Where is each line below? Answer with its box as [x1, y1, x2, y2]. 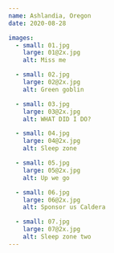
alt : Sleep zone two [22, 233, 92, 241]
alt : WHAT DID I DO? [22, 115, 92, 123]
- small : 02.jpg [15, 71, 70, 79]
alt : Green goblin [22, 85, 84, 93]
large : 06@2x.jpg [22, 196, 81, 204]
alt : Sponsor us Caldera [22, 203, 106, 211]
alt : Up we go [22, 173, 70, 182]
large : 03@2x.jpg [22, 108, 81, 116]
